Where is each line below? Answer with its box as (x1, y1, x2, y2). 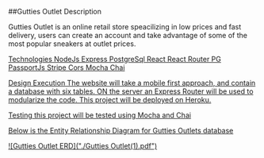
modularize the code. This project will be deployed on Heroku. (8, 95, 212, 104)
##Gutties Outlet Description (8, 7, 101, 16)
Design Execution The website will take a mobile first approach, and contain (8, 79, 256, 87)
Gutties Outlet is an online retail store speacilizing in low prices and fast (8, 22, 242, 31)
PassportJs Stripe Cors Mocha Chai (8, 63, 125, 72)
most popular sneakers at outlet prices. (8, 39, 136, 48)
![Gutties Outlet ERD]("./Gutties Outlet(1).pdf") (8, 141, 158, 150)
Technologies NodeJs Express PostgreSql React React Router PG (8, 55, 222, 64)
